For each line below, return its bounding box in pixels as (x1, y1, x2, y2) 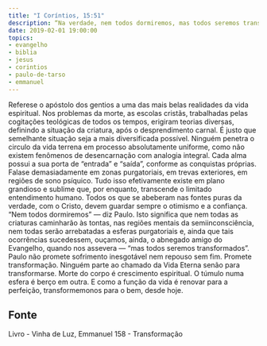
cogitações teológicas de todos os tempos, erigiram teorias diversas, (8, 117, 234, 126)
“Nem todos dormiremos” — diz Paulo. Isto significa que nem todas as (8, 210, 238, 219)
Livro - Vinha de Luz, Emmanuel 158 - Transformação (8, 329, 183, 339)
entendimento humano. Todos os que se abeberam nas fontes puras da (8, 192, 242, 202)
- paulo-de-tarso (8, 71, 66, 79)
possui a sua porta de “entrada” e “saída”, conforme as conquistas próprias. (8, 159, 257, 168)
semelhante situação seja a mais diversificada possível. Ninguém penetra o (8, 133, 255, 143)
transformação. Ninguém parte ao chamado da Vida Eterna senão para (8, 259, 241, 270)
